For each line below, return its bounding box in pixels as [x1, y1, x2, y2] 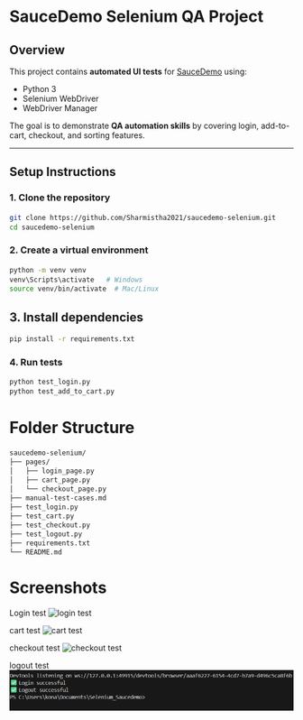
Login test [9, 607, 47, 618]
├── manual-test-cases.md [9, 494, 106, 503]
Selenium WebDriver [22, 93, 99, 104]
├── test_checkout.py [9, 521, 91, 530]
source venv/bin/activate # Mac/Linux [9, 284, 160, 294]
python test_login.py [9, 377, 91, 387]
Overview [9, 42, 66, 58]
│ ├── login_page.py [9, 466, 95, 475]
